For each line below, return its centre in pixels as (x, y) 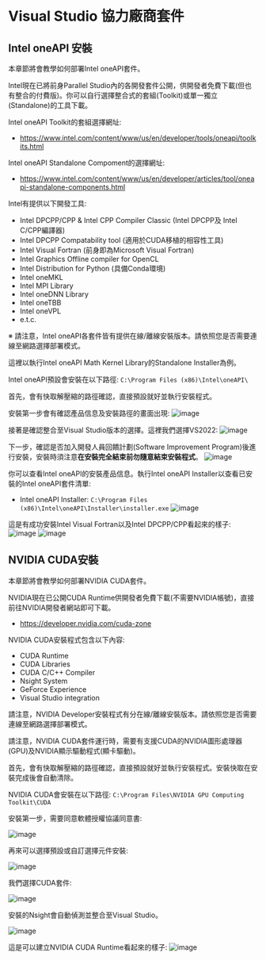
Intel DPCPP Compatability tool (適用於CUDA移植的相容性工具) (122, 240)
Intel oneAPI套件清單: (56, 484)
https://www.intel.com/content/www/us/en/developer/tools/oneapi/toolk (138, 138)
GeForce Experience (53, 689)
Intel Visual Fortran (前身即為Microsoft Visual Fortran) (107, 250)
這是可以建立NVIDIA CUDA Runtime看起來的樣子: (88, 947)
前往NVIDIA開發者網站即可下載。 (62, 607)
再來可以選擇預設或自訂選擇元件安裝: (68, 851)
